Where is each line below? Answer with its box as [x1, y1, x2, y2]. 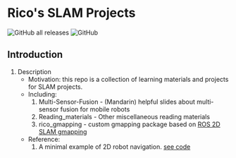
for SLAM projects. [27, 83, 83, 91]
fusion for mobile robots [60, 104, 130, 114]
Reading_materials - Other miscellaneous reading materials [38, 112, 210, 121]
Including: [27, 90, 58, 98]
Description [17, 67, 51, 75]
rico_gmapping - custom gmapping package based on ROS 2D [38, 120, 221, 128]
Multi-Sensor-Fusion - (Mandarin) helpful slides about [38, 97, 196, 106]
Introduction [7, 49, 63, 61]
